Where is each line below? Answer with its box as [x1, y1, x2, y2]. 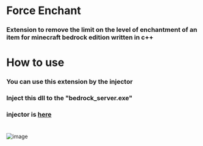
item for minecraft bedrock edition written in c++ [6, 33, 154, 42]
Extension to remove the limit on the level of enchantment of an [6, 26, 198, 34]
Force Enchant [6, 4, 81, 18]
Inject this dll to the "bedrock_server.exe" [6, 94, 133, 103]
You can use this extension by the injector [6, 78, 133, 86]
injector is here [6, 111, 52, 119]
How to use [6, 56, 65, 70]
